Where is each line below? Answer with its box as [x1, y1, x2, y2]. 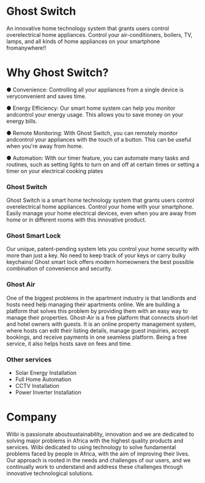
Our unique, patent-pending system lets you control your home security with [6, 245, 199, 253]
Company [6, 410, 57, 424]
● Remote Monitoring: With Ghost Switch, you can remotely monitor [6, 129, 179, 136]
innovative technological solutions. [6, 469, 94, 477]
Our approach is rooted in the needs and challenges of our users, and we [6, 457, 191, 464]
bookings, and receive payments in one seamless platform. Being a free [6, 333, 187, 341]
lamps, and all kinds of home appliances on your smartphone [6, 37, 160, 45]
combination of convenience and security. [6, 265, 113, 272]
